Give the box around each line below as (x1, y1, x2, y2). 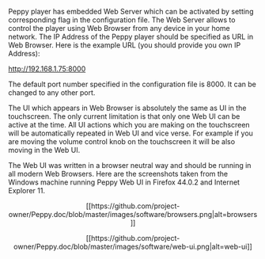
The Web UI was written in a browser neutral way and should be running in (8, 161, 252, 169)
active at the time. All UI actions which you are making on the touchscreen (8, 120, 251, 129)
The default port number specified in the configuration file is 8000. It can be (8, 79, 257, 89)
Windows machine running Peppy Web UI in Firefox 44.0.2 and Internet (8, 177, 240, 187)
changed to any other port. (8, 88, 96, 97)
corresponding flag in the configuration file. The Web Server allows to (8, 15, 236, 25)
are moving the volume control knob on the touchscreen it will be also (8, 137, 236, 146)
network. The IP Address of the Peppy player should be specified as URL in (8, 32, 254, 41)
